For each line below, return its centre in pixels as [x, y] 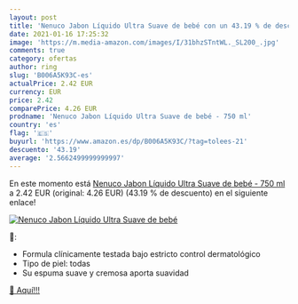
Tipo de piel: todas [56, 263]
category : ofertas [43, 59]
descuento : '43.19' [45, 149]
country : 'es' [35, 125]
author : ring [33, 68]
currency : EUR [35, 92]
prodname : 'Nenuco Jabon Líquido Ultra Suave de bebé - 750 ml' [130, 116]
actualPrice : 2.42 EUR [51, 84]
